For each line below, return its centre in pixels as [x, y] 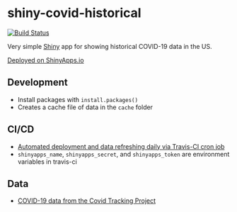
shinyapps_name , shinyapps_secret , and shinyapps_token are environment [123, 154]
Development [38, 83]
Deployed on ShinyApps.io [46, 60]
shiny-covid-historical [74, 13]
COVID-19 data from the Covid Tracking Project [87, 201]
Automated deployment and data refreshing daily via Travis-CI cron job [121, 146]
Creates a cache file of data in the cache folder [85, 107]
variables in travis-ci [47, 162]
